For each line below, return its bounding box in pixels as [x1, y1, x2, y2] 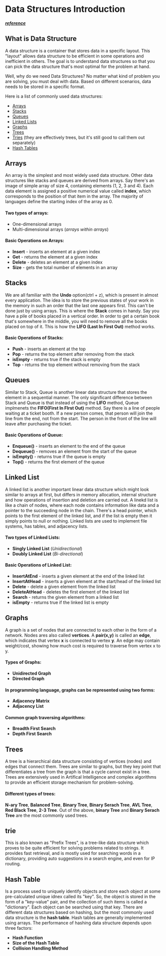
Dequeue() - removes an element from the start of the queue [12, 448, 137, 454]
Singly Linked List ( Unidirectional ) [12, 545, 83, 551]
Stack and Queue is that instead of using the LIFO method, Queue [5, 400, 139, 406]
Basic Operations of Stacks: [5, 335, 64, 341]
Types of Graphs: [5, 659, 41, 665]
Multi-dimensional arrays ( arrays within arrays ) [12, 226, 109, 232]
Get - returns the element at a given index [12, 254, 98, 260]
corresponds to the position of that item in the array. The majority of [5, 193, 144, 199]
